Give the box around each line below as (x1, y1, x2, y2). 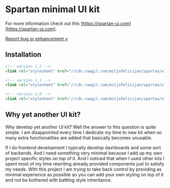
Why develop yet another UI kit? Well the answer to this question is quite (5, 123, 156, 130)
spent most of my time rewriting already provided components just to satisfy (5, 161, 164, 167)
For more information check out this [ (5, 20, 83, 26)
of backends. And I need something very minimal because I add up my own (5, 150, 162, 156)
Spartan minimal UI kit (5, 4, 100, 15)
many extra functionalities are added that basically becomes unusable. (5, 135, 153, 141)
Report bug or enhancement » (5, 36, 68, 42)
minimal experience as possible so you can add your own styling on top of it (5, 171, 164, 177)
